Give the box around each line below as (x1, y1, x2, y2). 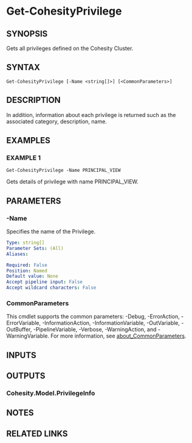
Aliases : (6, 251, 29, 257)
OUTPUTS (6, 370, 46, 381)
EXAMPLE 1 (6, 154, 41, 162)
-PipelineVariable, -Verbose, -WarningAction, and (33, 326, 157, 333)
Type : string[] (6, 239, 45, 246)
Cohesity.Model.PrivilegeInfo (6, 389, 95, 397)
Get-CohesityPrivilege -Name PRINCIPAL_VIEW (6, 168, 121, 174)
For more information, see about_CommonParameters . (50, 332, 187, 339)
